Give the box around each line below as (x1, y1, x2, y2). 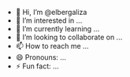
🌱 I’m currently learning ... (15, 24, 100, 33)
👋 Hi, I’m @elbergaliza (15, 8, 87, 16)
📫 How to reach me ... (15, 42, 89, 50)
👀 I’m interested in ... (15, 16, 83, 25)
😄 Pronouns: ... (15, 53, 67, 62)
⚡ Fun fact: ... (15, 61, 59, 71)
